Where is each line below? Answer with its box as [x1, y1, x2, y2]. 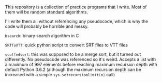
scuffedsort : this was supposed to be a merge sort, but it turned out [5, 51, 141, 57]
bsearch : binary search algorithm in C [5, 33, 79, 38]
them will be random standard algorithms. [5, 9, 88, 15]
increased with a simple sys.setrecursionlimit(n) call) [5, 72, 115, 77]
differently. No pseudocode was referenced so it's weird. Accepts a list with [5, 57, 156, 62]
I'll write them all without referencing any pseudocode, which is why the [5, 19, 148, 24]
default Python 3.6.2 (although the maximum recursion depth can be [5, 67, 142, 72]
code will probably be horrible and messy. [5, 23, 88, 29]
